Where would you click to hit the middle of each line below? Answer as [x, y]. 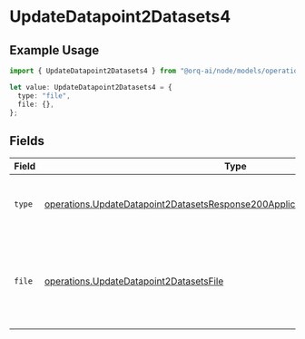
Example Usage [54, 50]
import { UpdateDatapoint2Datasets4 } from [93, 71]
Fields [27, 141]
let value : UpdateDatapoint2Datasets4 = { [91, 87]
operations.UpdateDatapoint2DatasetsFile [134, 281]
